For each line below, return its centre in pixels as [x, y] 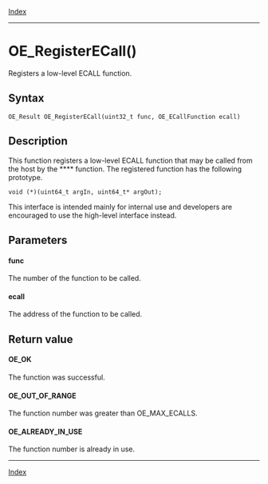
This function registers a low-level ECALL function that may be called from [130, 160]
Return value [41, 339]
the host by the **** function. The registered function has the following [125, 169]
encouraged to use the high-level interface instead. [93, 215]
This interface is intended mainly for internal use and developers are [120, 207]
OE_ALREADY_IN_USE [45, 431]
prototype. [26, 177]
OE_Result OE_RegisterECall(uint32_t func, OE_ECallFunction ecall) [124, 116]
